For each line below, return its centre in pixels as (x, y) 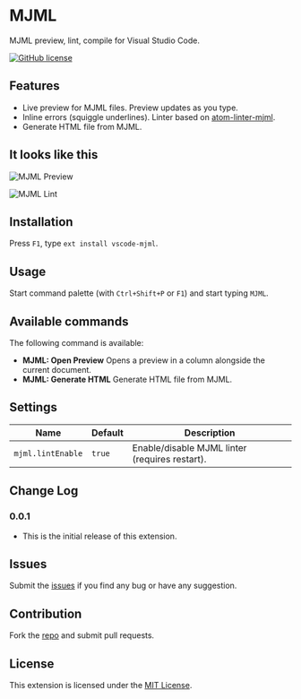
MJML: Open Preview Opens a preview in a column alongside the (144, 360)
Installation (41, 222)
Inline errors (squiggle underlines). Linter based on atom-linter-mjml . (149, 116)
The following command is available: (77, 343)
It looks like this (54, 155)
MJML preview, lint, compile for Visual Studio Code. (104, 40)
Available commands (69, 321)
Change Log (44, 491)
